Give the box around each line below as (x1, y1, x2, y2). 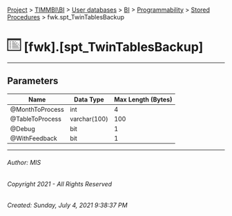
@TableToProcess (10, 115, 62, 124)
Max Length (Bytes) (113, 95, 173, 104)
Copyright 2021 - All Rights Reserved (7, 179, 113, 188)
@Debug (10, 124, 36, 132)
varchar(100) (70, 115, 108, 124)
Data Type (73, 95, 105, 104)
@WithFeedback (10, 134, 57, 142)
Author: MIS (7, 158, 41, 166)
